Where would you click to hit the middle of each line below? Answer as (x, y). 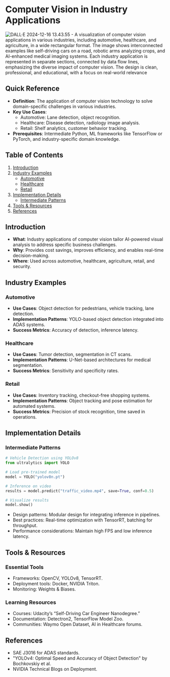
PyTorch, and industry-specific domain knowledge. (66, 139)
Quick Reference (32, 89)
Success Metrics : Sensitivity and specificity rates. (66, 371)
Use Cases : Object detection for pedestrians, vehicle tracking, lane (83, 309)
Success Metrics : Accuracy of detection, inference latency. (76, 330)
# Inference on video (28, 486)
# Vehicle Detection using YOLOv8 (42, 458)
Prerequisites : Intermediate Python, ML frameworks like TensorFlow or (87, 134)
